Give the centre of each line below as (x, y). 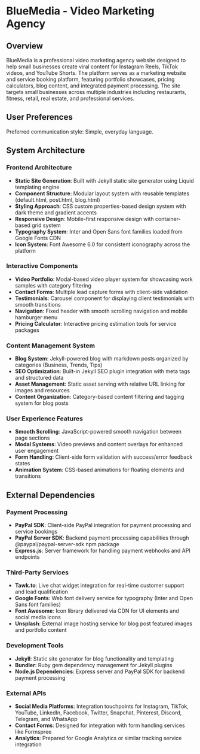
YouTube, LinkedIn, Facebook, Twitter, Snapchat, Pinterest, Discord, (98, 712)
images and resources (42, 390)
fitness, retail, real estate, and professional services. (70, 98)
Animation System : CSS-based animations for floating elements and (99, 470)
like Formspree (33, 731)
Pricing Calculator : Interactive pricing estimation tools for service (96, 323)
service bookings (36, 532)
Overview (25, 46)
